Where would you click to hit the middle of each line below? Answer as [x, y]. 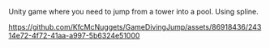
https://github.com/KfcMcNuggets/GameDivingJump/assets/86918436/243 [135, 27]
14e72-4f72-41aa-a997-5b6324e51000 [74, 36]
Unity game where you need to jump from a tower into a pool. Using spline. [134, 12]
